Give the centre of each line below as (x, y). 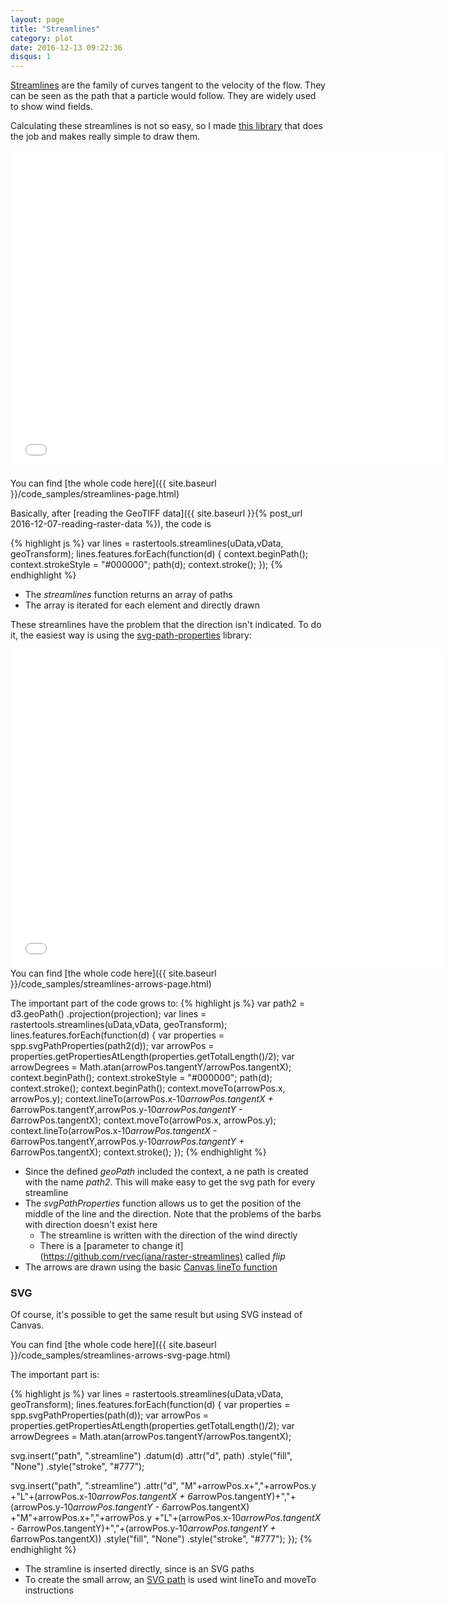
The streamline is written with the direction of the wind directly (168, 1235)
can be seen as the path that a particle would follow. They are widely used (163, 96)
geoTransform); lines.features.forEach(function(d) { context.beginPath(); (159, 554)
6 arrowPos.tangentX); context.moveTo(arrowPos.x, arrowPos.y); (143, 1120)
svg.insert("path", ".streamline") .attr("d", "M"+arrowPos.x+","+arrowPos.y (163, 1486)
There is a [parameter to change (106, 1246)
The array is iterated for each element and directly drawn (142, 605)
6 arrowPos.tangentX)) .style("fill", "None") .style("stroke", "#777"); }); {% (161, 1539)
